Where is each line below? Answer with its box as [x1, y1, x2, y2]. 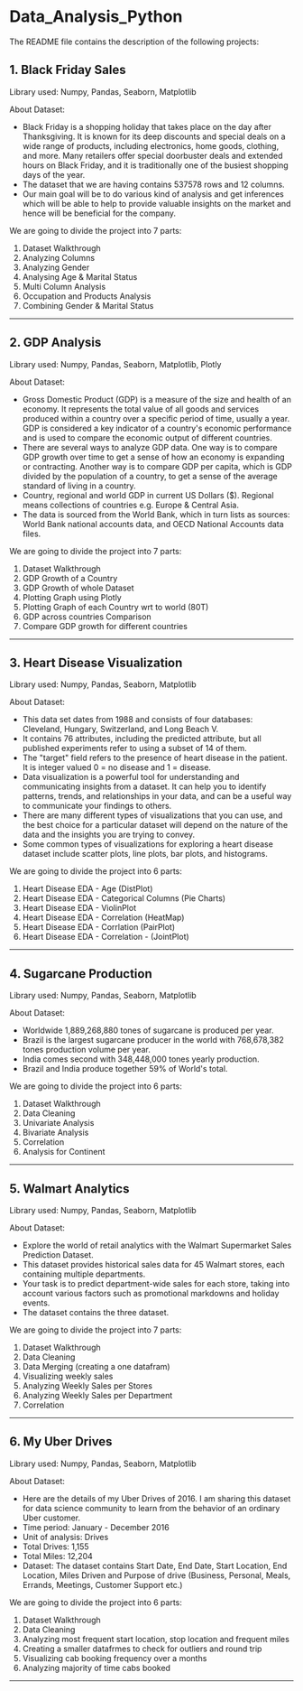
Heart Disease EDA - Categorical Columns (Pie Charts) [22, 893, 226, 904]
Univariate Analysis [22, 1118, 95, 1129]
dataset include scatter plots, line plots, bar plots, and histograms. [22, 849, 268, 859]
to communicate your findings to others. [22, 801, 172, 812]
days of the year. [22, 169, 86, 180]
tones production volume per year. [22, 1045, 151, 1055]
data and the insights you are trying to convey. [22, 829, 196, 841]
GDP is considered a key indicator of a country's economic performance [22, 423, 292, 433]
